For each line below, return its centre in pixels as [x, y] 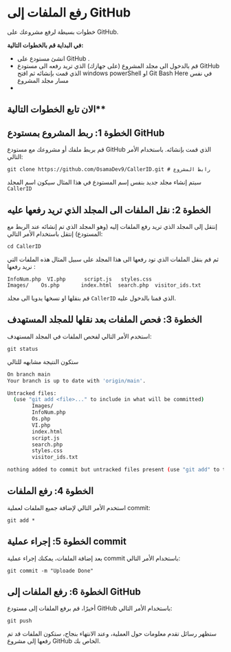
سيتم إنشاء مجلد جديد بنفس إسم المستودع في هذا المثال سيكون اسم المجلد [104, 182]
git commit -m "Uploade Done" [51, 571]
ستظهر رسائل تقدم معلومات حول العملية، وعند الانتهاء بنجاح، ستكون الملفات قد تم [112, 634]
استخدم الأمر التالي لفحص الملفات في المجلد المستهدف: [80, 336]
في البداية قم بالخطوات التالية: [45, 45]
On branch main [29, 374]
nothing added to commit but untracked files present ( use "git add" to [113, 470]
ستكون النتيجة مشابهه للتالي [43, 361]
